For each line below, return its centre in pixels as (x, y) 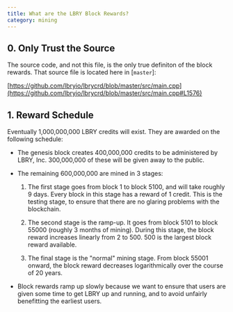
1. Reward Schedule (50, 115)
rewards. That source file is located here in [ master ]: (82, 72)
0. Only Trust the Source (61, 48)
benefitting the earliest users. (59, 301)
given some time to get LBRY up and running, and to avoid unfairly (112, 294)
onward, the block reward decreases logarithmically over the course (126, 265)
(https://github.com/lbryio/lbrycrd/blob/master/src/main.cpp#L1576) (105, 93)
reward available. (52, 245)
